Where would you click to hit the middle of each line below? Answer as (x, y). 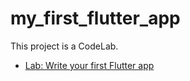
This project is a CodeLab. (64, 46)
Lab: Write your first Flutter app (89, 65)
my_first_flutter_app (95, 18)
